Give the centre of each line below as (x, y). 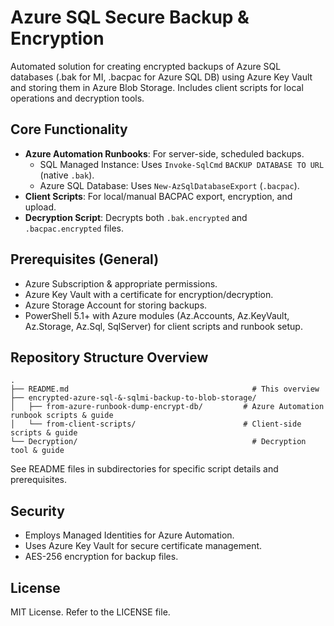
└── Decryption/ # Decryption (158, 442)
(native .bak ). (67, 175)
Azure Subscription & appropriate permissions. (121, 283)
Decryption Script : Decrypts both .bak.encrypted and (136, 217)
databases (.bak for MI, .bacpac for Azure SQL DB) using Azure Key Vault (161, 77)
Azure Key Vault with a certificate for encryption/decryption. (149, 294)
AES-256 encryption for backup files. (101, 557)
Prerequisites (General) (85, 259)
